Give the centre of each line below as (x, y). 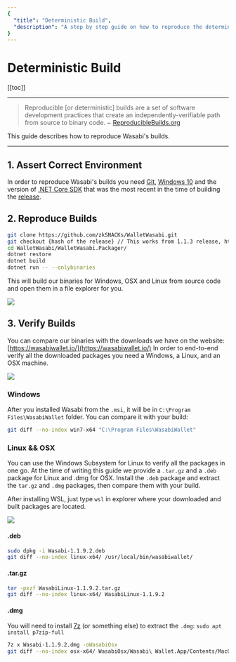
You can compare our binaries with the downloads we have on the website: (116, 340)
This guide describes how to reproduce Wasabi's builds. (88, 136)
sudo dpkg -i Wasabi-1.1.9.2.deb (56, 551)
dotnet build (26, 261)
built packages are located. (47, 507)
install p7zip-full (36, 633)
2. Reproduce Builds (52, 219)
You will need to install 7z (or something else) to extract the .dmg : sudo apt (114, 626)
